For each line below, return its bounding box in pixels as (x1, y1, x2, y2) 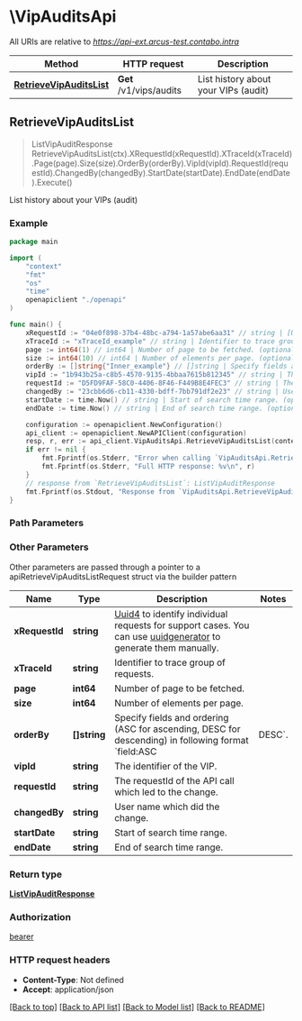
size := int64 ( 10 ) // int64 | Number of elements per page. (25, 353, 255, 362)
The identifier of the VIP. (113, 760, 218, 772)
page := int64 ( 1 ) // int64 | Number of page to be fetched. (25, 345, 255, 354)
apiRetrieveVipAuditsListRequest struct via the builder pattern (9, 570, 237, 582)
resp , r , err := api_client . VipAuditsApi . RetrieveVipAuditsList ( (25, 437, 276, 446)
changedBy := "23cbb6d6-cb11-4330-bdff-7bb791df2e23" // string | (25, 387, 280, 397)
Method (44, 57, 79, 69)
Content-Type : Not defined (22, 974, 124, 985)
